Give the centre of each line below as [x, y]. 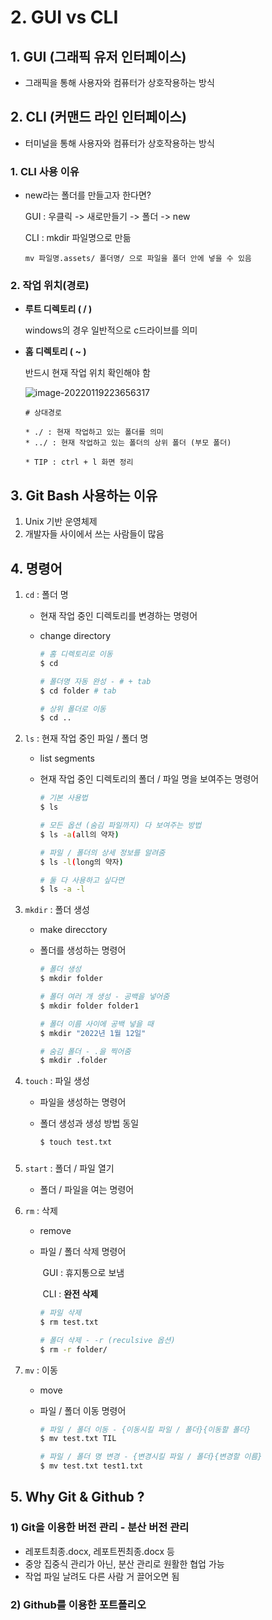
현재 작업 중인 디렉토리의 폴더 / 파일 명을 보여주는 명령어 [149, 779]
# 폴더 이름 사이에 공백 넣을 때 [96, 1024]
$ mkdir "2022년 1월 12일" [93, 1033]
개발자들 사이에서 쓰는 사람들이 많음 [94, 534]
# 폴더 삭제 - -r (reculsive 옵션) [107, 1340]
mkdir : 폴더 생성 [57, 910]
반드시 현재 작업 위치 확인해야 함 [87, 373]
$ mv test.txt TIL [78, 1439]
